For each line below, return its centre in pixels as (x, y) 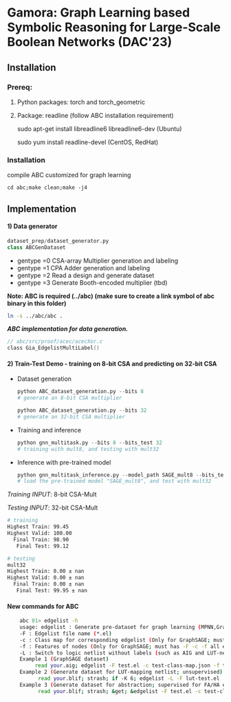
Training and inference (49, 430)
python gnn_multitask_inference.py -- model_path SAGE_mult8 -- (110, 475)
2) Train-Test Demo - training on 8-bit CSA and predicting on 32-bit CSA (112, 363)
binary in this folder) (37, 303)
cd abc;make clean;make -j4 (47, 188)
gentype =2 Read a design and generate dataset (86, 275)
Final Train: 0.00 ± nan (49, 584)
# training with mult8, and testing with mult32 (88, 449)
